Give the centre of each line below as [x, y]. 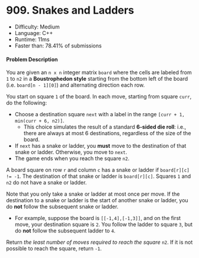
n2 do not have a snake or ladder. [46, 183]
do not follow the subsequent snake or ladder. [62, 207]
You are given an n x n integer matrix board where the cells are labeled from [99, 72]
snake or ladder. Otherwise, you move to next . [71, 152]
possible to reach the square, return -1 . [54, 249]
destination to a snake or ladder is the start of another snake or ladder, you [97, 200]
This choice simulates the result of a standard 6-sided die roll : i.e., [105, 127]
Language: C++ [34, 33]
